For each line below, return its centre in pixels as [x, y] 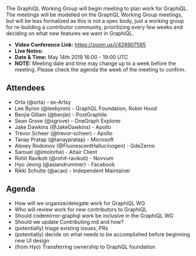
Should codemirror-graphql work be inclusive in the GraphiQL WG [94, 216]
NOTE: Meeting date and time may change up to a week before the [95, 63]
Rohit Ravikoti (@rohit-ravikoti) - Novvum [64, 158]
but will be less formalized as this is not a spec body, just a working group [95, 21]
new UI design [32, 240]
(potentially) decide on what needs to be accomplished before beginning [102, 234]
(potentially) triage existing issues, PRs [61, 228]
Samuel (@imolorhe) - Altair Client [56, 152]
